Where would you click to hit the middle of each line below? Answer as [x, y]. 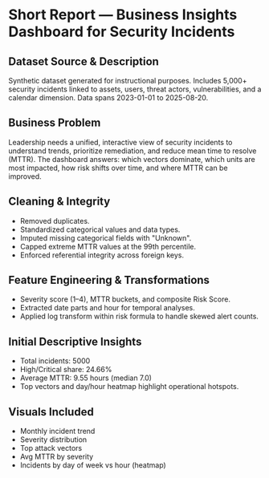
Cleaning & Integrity [59, 202]
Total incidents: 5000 [55, 361]
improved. [25, 176]
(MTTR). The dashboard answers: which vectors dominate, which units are [132, 159]
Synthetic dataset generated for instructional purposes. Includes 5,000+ [128, 81]
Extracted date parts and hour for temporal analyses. [107, 308]
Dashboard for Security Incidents [122, 32]
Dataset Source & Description [84, 61]
